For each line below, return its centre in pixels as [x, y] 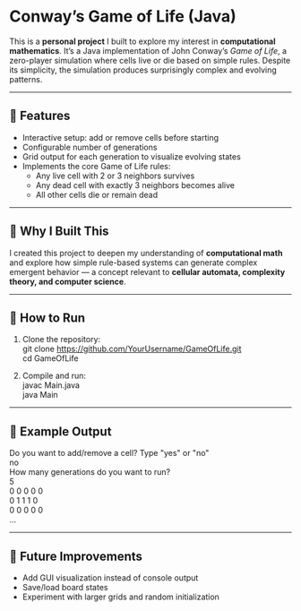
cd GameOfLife [50, 358]
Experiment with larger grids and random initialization [120, 597]
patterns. [26, 79]
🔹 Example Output [60, 431]
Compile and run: [54, 376]
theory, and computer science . [68, 281]
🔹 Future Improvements [76, 556]
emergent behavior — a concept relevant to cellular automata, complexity [147, 271]
